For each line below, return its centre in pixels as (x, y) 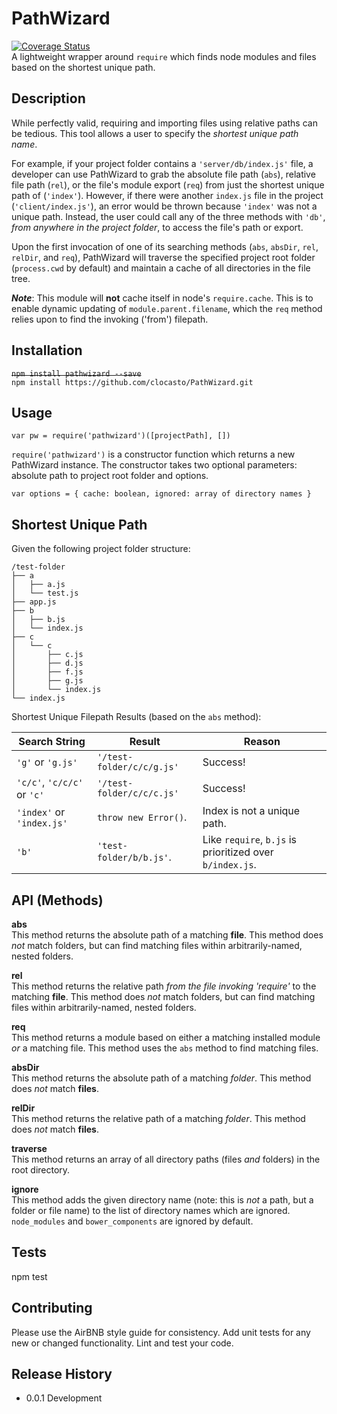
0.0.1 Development (64, 1398)
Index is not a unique (251, 811)
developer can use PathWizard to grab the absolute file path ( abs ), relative (163, 174)
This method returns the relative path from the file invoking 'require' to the (164, 986)
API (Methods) (57, 900)
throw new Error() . (142, 817)
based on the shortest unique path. (83, 67)
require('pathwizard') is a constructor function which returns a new (153, 454)
